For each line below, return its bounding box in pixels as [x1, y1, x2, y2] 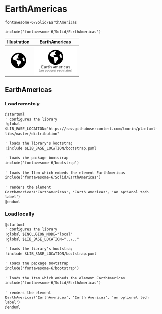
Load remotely [5, 100, 40, 107]
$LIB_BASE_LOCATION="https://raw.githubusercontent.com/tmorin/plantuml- [5, 126, 158, 131]
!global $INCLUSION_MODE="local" [5, 232, 73, 237]
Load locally [5, 210, 35, 217]
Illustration [7, 39, 30, 45]
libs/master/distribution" [5, 131, 60, 136]
